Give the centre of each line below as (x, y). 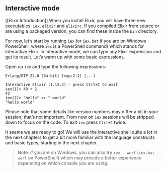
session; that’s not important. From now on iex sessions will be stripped (80, 117)
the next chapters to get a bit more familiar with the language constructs (80, 137)
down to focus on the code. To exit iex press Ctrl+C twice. (66, 122)
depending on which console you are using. (63, 163)
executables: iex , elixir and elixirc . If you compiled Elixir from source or (82, 26)
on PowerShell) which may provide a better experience (85, 157)
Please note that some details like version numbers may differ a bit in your (82, 111)
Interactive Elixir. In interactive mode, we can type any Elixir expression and (83, 51)
